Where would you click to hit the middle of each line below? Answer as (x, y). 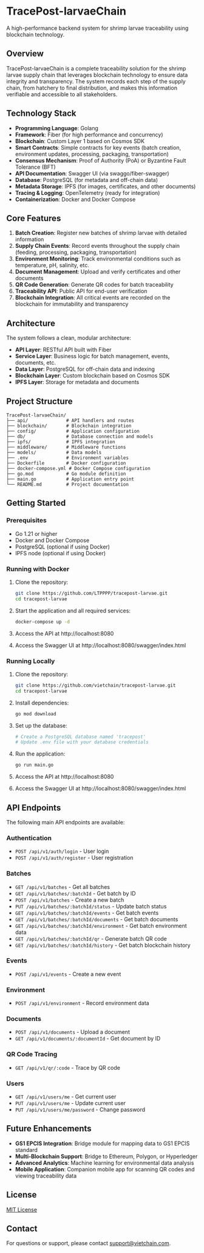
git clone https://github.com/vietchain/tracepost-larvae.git (95, 685)
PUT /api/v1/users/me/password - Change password (80, 1110)
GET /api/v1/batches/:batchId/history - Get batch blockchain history (103, 945)
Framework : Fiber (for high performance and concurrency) (89, 135)
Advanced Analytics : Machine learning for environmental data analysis (104, 1163)
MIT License (22, 1209)
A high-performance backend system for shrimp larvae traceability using (97, 28)
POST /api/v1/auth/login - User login (62, 851)
